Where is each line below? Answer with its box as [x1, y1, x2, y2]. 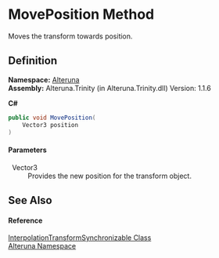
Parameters [8, 145, 47, 154]
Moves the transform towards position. [8, 31, 133, 41]
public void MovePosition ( [8, 114, 96, 122]
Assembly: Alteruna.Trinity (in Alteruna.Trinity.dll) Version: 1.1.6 [8, 83, 211, 93]
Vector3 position [22, 121, 79, 129]
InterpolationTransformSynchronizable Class [8, 233, 152, 242]
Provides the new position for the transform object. [27, 171, 192, 180]
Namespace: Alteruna [8, 74, 80, 84]
